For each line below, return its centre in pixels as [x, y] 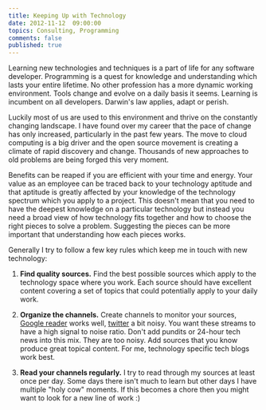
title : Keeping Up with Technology [67, 16]
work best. [37, 357]
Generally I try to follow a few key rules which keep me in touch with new [128, 250]
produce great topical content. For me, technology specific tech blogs [134, 349]
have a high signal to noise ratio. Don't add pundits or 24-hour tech [130, 332]
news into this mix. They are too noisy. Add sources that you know [129, 341]
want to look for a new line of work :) [80, 398]
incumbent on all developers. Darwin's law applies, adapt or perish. [119, 102]
